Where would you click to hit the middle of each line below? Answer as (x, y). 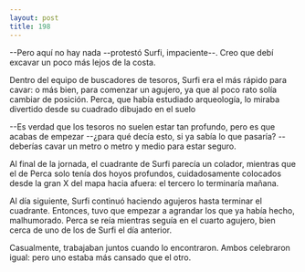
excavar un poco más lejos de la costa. (83, 62)
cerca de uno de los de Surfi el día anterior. (91, 230)
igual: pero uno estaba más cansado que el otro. (100, 257)
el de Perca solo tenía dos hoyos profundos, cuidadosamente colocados (145, 173)
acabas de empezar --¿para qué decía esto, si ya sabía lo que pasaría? (143, 136)
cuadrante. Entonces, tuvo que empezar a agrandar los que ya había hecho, (152, 210)
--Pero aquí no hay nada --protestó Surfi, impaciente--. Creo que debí (142, 52)
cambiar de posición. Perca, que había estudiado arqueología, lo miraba (145, 99)
